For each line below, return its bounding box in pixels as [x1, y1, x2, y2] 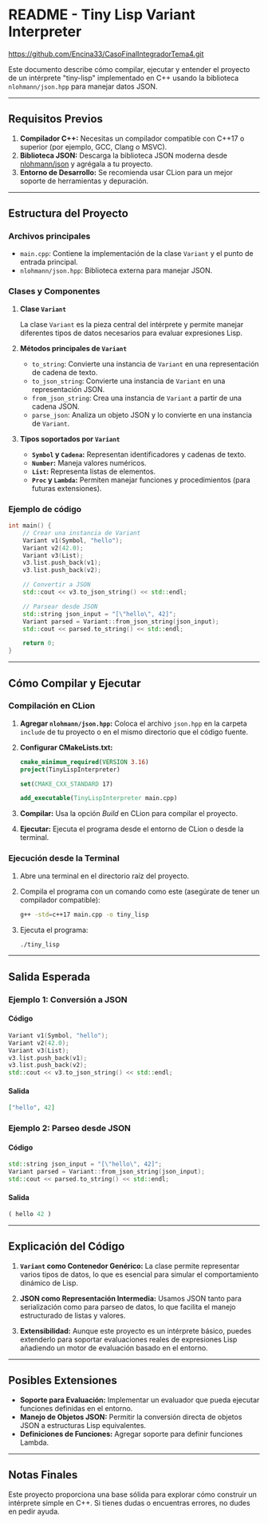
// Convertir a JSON [22, 581, 91, 589]
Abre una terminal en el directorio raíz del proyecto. [19, 870, 190, 881]
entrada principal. [19, 258, 78, 267]
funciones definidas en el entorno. [19, 1403, 133, 1413]
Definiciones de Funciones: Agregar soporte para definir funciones [19, 1429, 243, 1438]
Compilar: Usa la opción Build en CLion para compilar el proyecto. [19, 809, 238, 818]
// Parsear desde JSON [22, 602, 98, 610]
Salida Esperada [8, 970, 90, 983]
